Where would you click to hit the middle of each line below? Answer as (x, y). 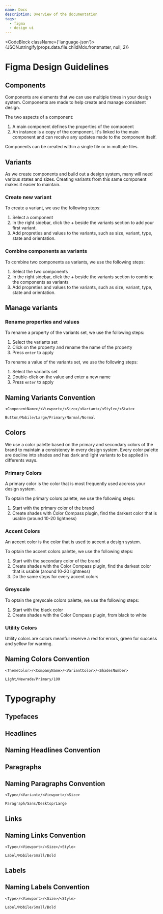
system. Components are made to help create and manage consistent (76, 102)
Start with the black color (38, 610)
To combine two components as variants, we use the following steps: (75, 262)
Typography (31, 699)
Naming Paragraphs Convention (55, 783)
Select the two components (40, 271)
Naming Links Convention (45, 835)
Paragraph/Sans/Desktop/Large (36, 804)
